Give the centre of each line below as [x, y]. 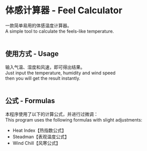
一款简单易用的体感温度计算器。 [38, 25]
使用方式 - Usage [32, 54]
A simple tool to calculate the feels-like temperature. [60, 31]
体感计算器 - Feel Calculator [64, 10]
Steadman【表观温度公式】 [41, 137]
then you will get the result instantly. [43, 78]
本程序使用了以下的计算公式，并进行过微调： [52, 114]
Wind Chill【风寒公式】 [36, 143]
